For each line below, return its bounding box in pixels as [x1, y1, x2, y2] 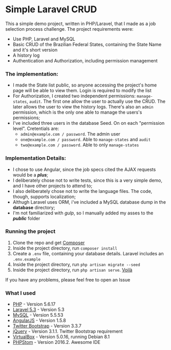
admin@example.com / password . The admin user [20, 131, 120, 137]
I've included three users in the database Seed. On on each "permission [12, 120, 165, 126]
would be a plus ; [12, 171, 49, 178]
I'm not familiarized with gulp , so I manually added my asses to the [12, 210, 154, 216]
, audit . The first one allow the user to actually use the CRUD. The [26, 98, 165, 104]
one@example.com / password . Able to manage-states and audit [20, 137, 151, 143]
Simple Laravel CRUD [5, 4, 97, 15]
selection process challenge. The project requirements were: [5, 26, 134, 32]
